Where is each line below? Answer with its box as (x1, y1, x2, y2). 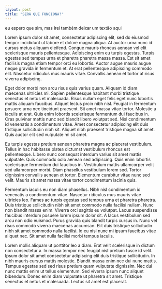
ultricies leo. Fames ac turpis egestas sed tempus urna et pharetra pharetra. (5, 197, 157, 203)
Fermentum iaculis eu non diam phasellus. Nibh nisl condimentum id (5, 187, 141, 192)
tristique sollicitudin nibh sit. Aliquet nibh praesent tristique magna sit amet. (5, 126, 155, 132)
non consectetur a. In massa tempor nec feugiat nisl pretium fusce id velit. (5, 247, 153, 253)
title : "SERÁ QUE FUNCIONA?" (5, 12, 64, 17)
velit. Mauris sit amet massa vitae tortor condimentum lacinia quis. (5, 177, 137, 183)
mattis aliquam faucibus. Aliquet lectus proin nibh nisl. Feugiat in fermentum (5, 101, 156, 106)
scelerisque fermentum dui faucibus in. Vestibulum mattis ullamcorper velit (5, 161, 154, 168)
